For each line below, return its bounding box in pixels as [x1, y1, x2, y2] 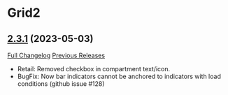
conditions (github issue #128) [17, 80, 105, 88]
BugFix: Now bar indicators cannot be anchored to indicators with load [17, 72, 222, 80]
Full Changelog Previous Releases [7, 51, 106, 59]
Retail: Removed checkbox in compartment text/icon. [17, 65, 171, 73]
